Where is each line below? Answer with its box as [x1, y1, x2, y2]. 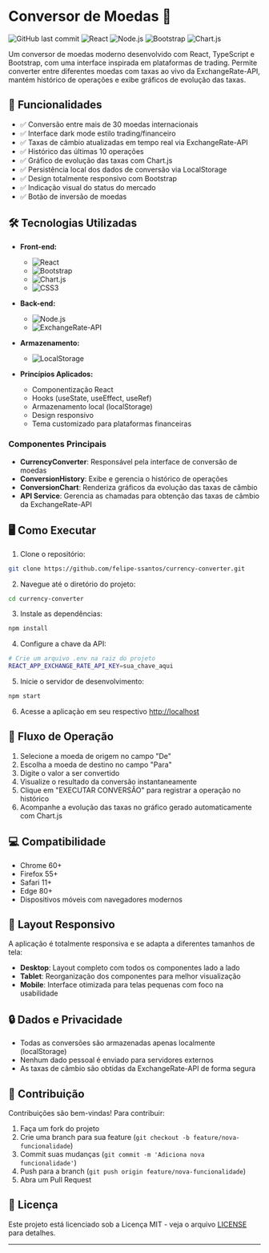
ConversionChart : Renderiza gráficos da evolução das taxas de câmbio [19, 482, 258, 492]
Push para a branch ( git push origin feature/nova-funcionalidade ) [19, 1166, 247, 1176]
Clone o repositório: [19, 549, 86, 558]
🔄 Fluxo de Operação [8, 730, 114, 744]
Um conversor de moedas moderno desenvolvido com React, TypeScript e [8, 49, 255, 59]
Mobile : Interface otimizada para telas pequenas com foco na [19, 980, 224, 990]
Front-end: [19, 241, 58, 251]
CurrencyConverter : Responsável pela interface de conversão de [19, 456, 238, 466]
